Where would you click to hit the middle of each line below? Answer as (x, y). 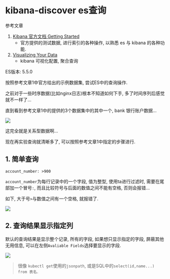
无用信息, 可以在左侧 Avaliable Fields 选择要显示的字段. (63, 245)
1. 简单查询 (22, 159)
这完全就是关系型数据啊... (32, 131)
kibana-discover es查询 (56, 10)
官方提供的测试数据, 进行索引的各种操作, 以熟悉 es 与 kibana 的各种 (90, 43)
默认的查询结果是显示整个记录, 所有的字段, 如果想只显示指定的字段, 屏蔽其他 (84, 239)
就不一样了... (19, 99)
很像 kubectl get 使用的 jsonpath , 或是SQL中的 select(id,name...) (86, 266)
